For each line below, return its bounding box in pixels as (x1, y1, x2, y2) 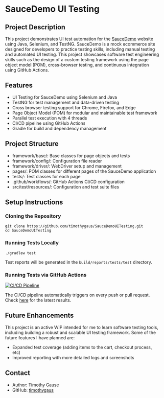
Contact (5, 369, 30, 377)
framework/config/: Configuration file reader (12, 158, 102, 164)
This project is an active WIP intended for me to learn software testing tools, (5, 324, 158, 330)
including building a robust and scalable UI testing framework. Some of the (5, 329, 156, 335)
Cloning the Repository (5, 212, 61, 219)
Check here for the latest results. (5, 297, 71, 303)
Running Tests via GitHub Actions (5, 271, 87, 278)
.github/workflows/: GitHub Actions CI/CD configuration (12, 179, 125, 185)
